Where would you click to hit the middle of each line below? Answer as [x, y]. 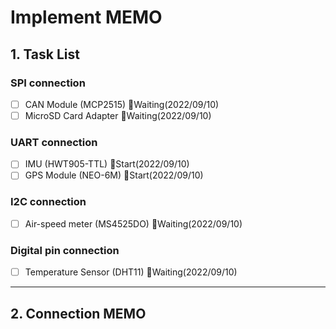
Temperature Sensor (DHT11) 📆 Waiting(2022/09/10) [131, 272]
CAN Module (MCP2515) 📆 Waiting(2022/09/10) [122, 104]
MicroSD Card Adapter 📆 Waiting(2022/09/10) [118, 115]
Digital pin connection [65, 250]
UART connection [54, 142]
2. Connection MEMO [78, 313]
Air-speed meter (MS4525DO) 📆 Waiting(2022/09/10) [133, 223]
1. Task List [45, 54]
